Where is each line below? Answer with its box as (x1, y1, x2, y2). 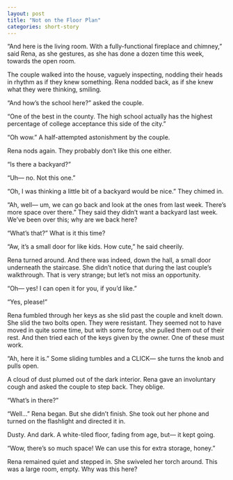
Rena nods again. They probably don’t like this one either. (7, 147, 172, 155)
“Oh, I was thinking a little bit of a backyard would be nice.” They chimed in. (7, 187, 224, 196)
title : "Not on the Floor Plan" (7, 17, 101, 24)
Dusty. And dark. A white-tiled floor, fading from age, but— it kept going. (7, 431, 216, 439)
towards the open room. (7, 57, 77, 65)
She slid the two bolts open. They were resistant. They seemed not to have (7, 318, 222, 327)
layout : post (7, 10, 45, 17)
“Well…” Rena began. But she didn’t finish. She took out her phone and (7, 410, 209, 418)
